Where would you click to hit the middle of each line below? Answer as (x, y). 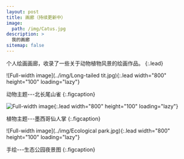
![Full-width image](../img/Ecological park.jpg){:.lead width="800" (88, 131)
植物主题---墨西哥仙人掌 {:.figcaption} (53, 119)
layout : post (23, 12)
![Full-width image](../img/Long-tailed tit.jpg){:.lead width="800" (87, 75)
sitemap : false (25, 46)
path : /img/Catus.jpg (39, 29)
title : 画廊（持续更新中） (36, 17)
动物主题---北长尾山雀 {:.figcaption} (51, 94)
